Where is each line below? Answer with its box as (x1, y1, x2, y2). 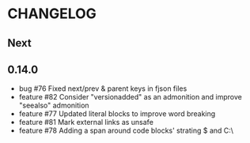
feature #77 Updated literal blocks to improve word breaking (18, 109, 216, 119)
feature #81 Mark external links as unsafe (18, 118, 153, 127)
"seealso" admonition (18, 100, 89, 111)
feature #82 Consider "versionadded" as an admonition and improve (18, 92, 242, 102)
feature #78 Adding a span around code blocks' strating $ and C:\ (18, 126, 234, 135)
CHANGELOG (7, 5, 97, 23)
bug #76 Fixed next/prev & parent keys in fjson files (18, 84, 187, 93)
